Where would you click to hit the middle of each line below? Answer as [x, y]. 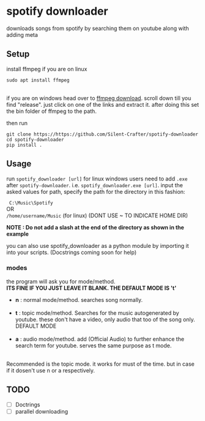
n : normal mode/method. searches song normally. [79, 299]
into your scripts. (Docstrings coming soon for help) [71, 252]
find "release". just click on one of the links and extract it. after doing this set [103, 104]
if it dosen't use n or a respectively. [51, 370]
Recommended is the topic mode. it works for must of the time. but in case [100, 364]
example [18, 234]
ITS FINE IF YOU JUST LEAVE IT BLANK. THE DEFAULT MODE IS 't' [91, 288]
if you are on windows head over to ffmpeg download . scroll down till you [99, 98]
